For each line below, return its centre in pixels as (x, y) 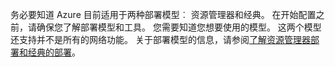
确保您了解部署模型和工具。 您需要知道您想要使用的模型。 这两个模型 (179, 27)
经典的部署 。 (54, 52)
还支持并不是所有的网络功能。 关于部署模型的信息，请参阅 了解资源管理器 (160, 39)
